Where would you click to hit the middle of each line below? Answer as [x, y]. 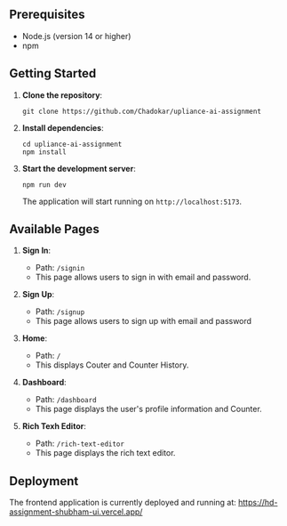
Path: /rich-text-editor [80, 443]
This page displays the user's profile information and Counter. [148, 409]
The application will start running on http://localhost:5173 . [132, 201]
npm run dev [44, 185]
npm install [44, 152]
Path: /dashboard [66, 400]
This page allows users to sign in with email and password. [143, 277]
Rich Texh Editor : [54, 426]
